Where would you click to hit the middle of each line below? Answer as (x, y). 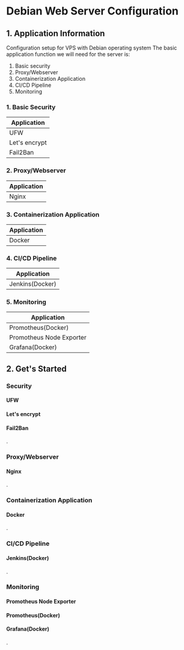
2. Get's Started (37, 369)
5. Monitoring (26, 302)
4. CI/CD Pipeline (32, 258)
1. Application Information (56, 33)
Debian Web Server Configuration (93, 11)
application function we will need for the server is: (68, 54)
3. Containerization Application (53, 214)
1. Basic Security (31, 107)
